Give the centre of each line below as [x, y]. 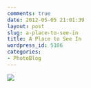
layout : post [26, 26]
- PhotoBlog [24, 58]
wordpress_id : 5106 [35, 45]
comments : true [29, 13]
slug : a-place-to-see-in [43, 33]
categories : [24, 52]
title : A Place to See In [44, 39]
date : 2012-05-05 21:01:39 [46, 20]
